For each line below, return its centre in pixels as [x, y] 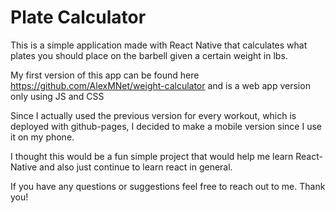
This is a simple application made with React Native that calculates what [159, 45]
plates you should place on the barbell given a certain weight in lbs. [149, 55]
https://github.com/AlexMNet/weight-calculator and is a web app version [160, 85]
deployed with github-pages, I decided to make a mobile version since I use [166, 126]
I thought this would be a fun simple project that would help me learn [152, 156]
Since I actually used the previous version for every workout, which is [153, 115]
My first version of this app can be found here [105, 75]
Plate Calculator [78, 17]
